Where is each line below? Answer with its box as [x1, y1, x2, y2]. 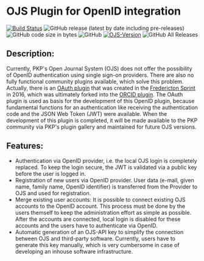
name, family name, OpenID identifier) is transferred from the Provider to [15, 183, 198, 190]
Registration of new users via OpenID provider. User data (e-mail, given [15, 176, 195, 184]
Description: [6, 49, 55, 59]
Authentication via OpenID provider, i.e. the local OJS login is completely [15, 157, 197, 164]
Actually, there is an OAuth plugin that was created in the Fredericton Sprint [6, 84, 196, 91]
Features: [6, 141, 44, 151]
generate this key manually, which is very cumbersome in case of [15, 241, 180, 248]
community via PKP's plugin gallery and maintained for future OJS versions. [6, 123, 197, 130]
